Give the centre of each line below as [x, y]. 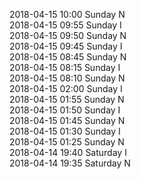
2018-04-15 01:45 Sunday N [67, 120]
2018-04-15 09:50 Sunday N [68, 35]
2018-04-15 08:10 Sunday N [67, 78]
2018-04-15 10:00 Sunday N [67, 14]
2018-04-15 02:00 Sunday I [66, 88]
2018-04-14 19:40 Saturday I [68, 152]
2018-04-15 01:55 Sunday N [67, 99]
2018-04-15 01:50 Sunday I [65, 110]
